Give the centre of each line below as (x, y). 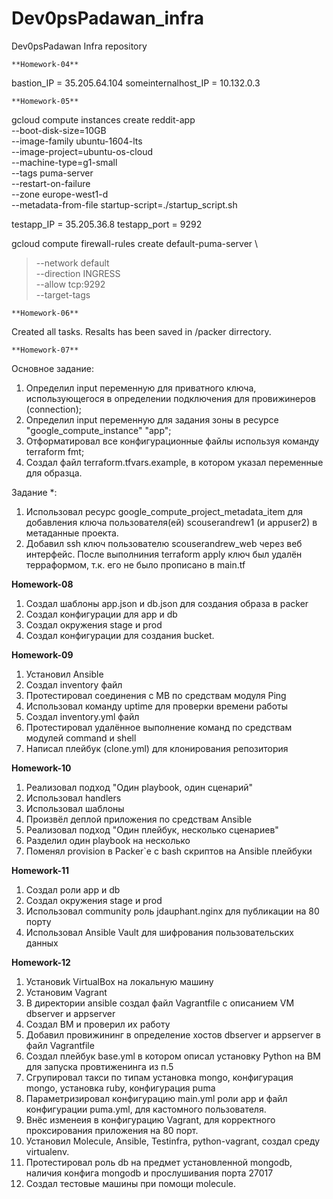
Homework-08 (42, 584)
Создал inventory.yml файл (82, 716)
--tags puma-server (52, 173)
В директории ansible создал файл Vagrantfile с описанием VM (160, 1003)
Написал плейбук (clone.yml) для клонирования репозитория (157, 748)
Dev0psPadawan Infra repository (79, 46)
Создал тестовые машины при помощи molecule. (130, 1183)
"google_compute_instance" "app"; (98, 430)
